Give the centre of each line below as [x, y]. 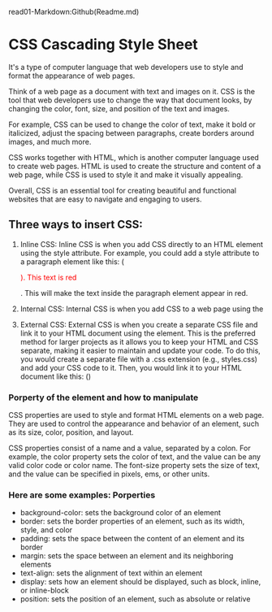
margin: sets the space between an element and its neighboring [127, 556]
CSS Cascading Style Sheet [104, 45]
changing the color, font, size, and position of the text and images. [119, 108]
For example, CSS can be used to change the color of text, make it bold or [132, 124]
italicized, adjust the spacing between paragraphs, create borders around [131, 132]
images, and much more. [50, 141]
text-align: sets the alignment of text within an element [111, 573]
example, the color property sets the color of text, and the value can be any [135, 457]
